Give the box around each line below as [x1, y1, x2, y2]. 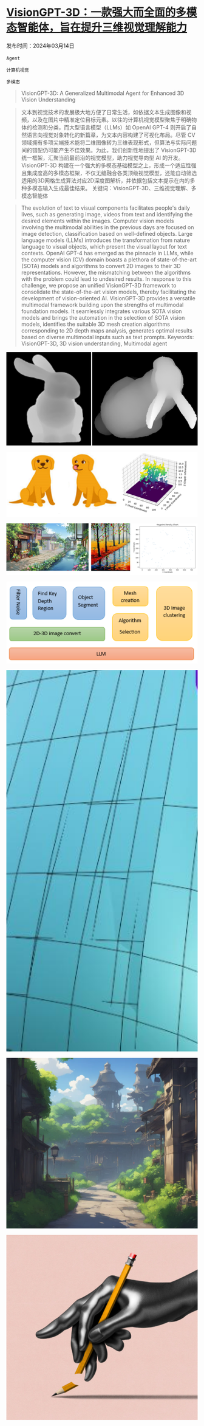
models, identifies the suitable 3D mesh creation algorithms [21, 320, 170, 328]
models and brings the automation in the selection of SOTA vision [21, 314, 185, 321]
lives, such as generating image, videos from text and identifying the [21, 210, 193, 218]
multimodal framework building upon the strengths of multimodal [21, 301, 184, 308]
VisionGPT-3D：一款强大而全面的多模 [6, 5, 197, 19]
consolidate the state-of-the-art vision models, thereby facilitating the [21, 288, 196, 295]
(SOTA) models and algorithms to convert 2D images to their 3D [21, 262, 181, 269]
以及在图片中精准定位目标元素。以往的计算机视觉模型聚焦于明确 [32, 116, 192, 123]
